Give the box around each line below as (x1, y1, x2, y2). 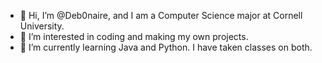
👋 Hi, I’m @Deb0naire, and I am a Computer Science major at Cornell (19, 10, 303, 21)
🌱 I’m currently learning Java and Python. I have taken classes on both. (19, 41, 313, 53)
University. (19, 20, 65, 32)
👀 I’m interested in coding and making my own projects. (19, 31, 249, 42)
